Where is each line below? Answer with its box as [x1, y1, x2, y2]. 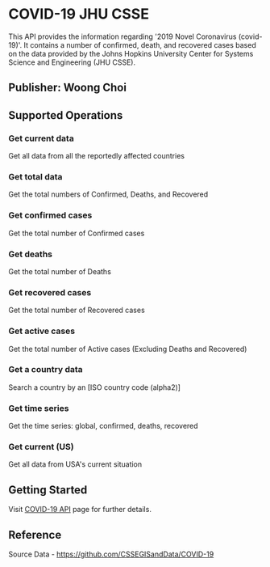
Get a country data [8, 364, 83, 375]
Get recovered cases [8, 286, 92, 298]
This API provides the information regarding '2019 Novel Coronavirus [8, 32, 237, 41]
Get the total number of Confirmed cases [8, 228, 145, 238]
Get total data [8, 171, 63, 182]
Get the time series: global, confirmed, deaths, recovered [8, 421, 199, 431]
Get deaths [8, 248, 52, 260]
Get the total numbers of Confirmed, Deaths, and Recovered [8, 189, 209, 199]
